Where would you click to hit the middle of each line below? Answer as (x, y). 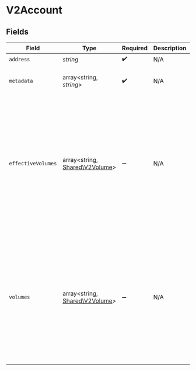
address (20, 59)
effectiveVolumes (33, 163)
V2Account (34, 10)
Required (134, 48)
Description (170, 48)
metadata (21, 81)
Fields (17, 32)
